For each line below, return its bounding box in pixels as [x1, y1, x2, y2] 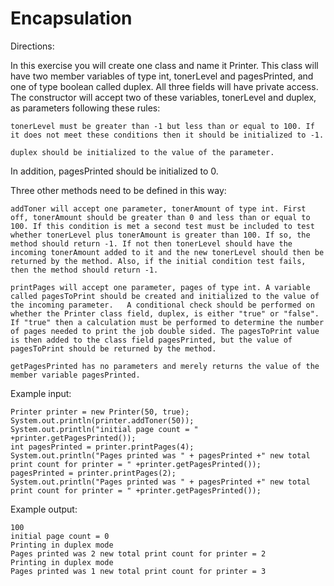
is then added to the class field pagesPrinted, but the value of [10, 335, 293, 345]
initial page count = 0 [10, 531, 110, 541]
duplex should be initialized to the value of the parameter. [10, 147, 275, 157]
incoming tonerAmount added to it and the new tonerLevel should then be [10, 247, 325, 257]
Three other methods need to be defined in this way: [10, 184, 227, 196]
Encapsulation [10, 7, 133, 30]
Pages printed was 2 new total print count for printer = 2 [10, 548, 267, 559]
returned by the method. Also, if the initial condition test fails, [10, 256, 307, 266]
